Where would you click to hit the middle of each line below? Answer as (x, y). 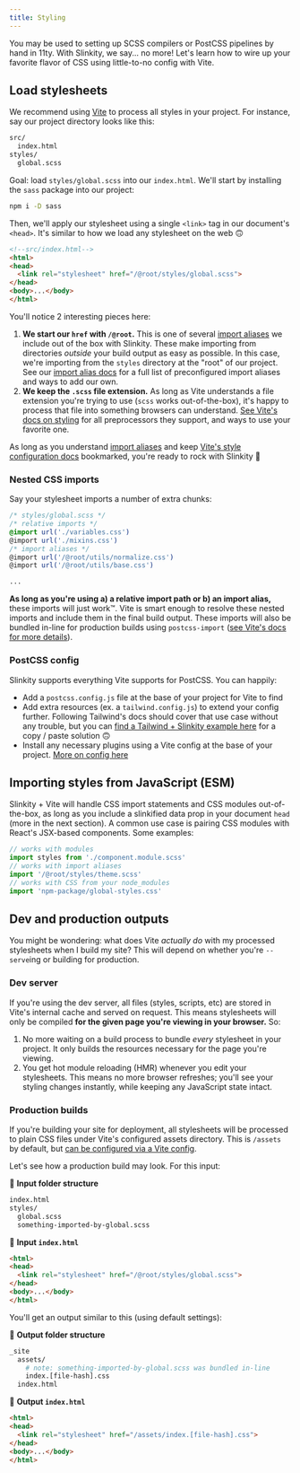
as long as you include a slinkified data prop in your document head (167, 814)
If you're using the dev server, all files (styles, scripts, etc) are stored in (140, 1003)
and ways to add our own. (70, 381)
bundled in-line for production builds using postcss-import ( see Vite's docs (148, 627)
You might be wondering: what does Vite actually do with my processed (142, 941)
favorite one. (46, 429)
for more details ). (41, 637)
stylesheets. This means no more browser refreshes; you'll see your (148, 1077)
